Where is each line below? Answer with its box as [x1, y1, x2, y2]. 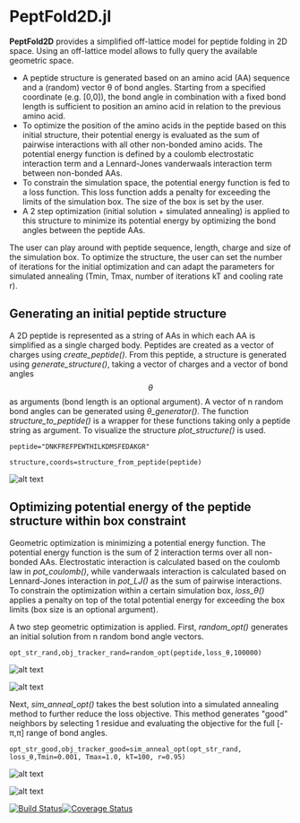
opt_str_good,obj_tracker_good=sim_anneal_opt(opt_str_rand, [9, 744, 243, 754]
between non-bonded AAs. [21, 168, 123, 178]
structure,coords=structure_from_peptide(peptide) [9, 457, 202, 467]
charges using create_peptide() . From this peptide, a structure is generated [9, 349, 287, 360]
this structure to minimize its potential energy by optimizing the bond [21, 215, 276, 226]
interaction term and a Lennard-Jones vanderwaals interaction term [21, 158, 272, 169]
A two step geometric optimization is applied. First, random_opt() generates [9, 621, 288, 632]
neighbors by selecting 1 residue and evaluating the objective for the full [9, 717, 275, 728]
